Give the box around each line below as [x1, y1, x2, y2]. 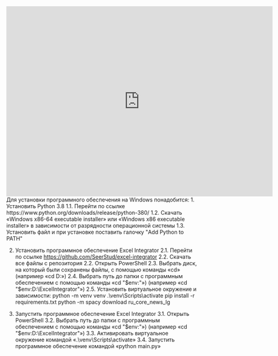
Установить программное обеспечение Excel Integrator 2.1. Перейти [15, 246, 193, 254]
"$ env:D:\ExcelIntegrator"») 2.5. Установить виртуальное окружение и [15, 285, 196, 293]
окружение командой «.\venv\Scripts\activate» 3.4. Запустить [15, 336, 175, 343]
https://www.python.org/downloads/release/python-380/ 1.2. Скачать [6, 209, 182, 216]
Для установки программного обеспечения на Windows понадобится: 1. [6, 196, 195, 203]
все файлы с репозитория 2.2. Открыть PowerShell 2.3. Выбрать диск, [15, 260, 197, 267]
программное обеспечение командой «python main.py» [15, 343, 161, 349]
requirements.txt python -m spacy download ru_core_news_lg [15, 298, 170, 305]
